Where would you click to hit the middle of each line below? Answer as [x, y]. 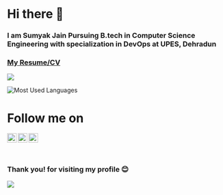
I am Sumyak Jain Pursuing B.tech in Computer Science [101, 36]
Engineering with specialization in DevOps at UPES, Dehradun [112, 44]
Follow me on [45, 118]
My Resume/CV [34, 62]
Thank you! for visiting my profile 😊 [68, 170]
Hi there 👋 [35, 14]
